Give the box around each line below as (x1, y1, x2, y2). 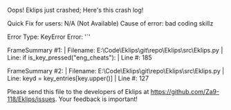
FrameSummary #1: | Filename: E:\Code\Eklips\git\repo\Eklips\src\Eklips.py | (7, 46, 223, 54)
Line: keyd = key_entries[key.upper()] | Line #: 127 (7, 74, 149, 82)
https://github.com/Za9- (150, 88, 220, 95)
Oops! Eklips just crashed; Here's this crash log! (7, 6, 144, 14)
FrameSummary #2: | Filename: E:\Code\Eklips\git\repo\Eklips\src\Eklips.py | (7, 67, 225, 75)
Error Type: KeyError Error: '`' (7, 33, 91, 41)
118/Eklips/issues (7, 95, 55, 103)
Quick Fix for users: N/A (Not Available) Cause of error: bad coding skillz (7, 19, 214, 27)
